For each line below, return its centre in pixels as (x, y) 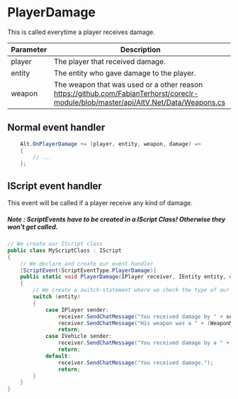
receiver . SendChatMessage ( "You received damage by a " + (144, 343)
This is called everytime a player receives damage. (81, 32)
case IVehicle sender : (79, 337)
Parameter (29, 49)
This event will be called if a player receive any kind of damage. (100, 203)
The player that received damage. (110, 61)
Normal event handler (56, 127)
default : (58, 356)
